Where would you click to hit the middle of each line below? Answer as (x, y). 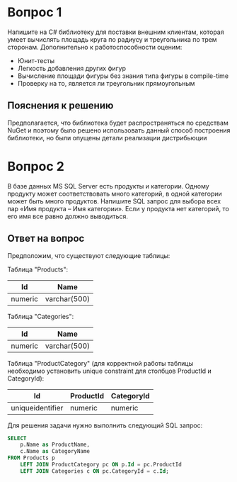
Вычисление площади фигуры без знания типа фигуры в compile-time (123, 76)
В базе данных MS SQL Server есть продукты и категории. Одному (109, 186)
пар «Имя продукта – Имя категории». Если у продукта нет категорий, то (118, 208)
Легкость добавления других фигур (71, 68)
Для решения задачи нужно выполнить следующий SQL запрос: (105, 425)
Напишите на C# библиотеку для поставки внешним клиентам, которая (116, 32)
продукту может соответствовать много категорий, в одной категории (115, 194)
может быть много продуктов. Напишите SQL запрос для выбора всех (114, 201)
